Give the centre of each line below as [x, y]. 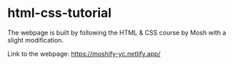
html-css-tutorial [60, 13]
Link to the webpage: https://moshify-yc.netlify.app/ [84, 54]
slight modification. [36, 40]
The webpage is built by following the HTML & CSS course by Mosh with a [117, 32]
